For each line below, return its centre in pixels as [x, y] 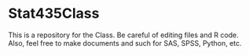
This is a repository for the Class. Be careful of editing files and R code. [124, 35]
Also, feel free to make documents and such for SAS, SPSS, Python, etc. [125, 43]
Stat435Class [54, 14]
